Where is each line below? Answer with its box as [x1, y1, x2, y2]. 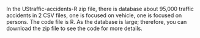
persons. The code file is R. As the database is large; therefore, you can [6, 18, 187, 25]
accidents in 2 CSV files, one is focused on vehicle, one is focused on [6, 12, 182, 19]
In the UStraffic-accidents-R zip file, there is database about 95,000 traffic [6, 6, 194, 12]
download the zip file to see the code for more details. [6, 25, 143, 32]
